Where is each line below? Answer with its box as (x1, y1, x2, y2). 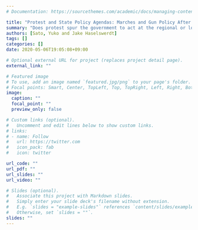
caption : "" (11, 96, 41, 101)
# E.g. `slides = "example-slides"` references (6, 204, 131, 210)
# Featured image (6, 73, 49, 80)
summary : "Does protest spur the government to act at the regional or (6, 25, 186, 31)
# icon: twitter (6, 150, 51, 156)
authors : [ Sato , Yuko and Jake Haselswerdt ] (6, 30, 117, 36)
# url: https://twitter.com (6, 139, 81, 145)
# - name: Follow (6, 133, 49, 139)
